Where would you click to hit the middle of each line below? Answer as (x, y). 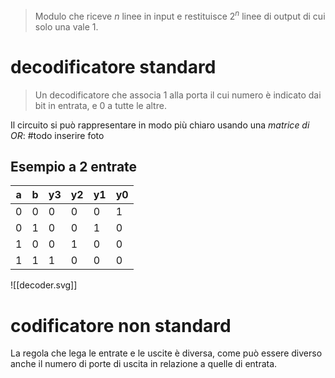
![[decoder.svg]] (44, 285)
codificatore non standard (121, 325)
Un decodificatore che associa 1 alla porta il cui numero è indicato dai (178, 95)
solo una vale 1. (66, 26)
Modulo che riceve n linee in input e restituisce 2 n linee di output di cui (180, 15)
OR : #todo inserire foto (57, 135)
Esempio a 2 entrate (74, 166)
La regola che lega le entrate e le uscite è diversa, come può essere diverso (166, 353)
